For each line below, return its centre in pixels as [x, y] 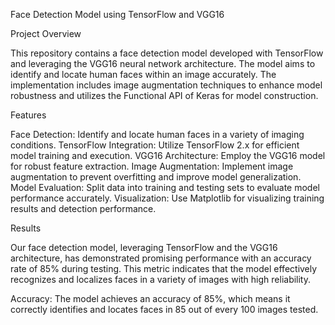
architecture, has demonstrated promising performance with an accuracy [161, 258]
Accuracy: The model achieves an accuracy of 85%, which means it [150, 298]
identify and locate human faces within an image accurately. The [143, 74]
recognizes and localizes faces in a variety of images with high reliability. [161, 279]
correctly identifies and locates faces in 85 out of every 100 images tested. [164, 309]
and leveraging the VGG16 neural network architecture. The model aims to [163, 63]
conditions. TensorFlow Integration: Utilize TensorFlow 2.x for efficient [155, 145]
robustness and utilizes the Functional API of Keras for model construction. [164, 95]
